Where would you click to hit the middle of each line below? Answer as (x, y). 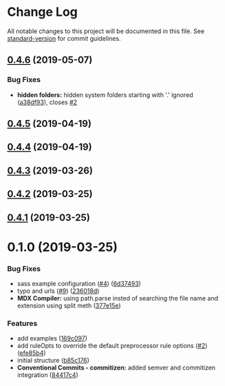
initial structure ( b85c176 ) (53, 360)
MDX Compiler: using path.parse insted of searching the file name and (118, 298)
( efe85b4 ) (31, 353)
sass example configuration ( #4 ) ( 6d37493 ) (79, 284)
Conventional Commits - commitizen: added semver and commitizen (116, 368)
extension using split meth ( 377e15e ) (69, 306)
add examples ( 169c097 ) (52, 338)
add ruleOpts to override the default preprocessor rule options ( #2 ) (112, 346)
